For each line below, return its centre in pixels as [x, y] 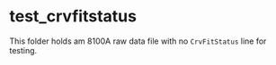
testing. [23, 50]
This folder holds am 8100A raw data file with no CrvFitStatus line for [138, 41]
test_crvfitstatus [73, 16]
